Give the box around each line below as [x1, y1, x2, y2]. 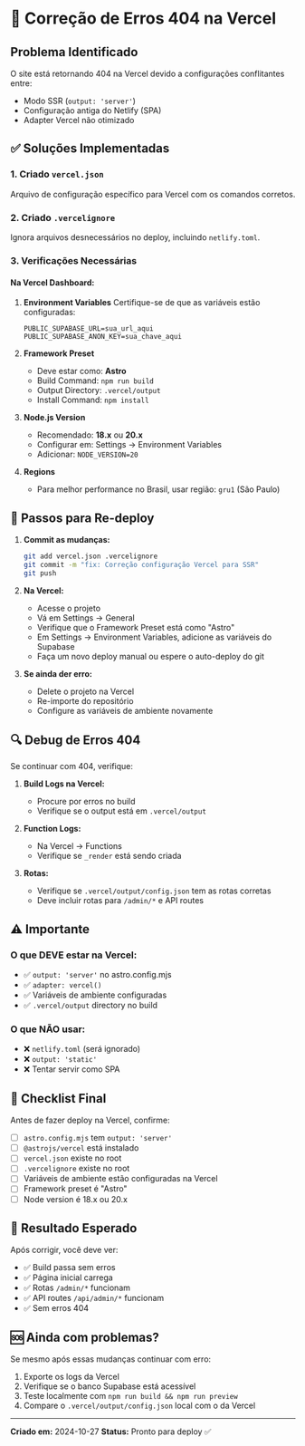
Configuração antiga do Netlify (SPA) [23, 105, 162, 116]
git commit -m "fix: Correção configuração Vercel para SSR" [23, 560, 260, 569]
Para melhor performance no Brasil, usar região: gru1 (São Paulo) [36, 484, 281, 495]
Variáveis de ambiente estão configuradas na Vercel [23, 1173, 218, 1184]
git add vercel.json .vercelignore [23, 552, 158, 561]
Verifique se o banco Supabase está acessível [23, 1381, 196, 1392]
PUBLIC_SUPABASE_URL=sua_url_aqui [23, 324, 154, 333]
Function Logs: [23, 824, 81, 834]
